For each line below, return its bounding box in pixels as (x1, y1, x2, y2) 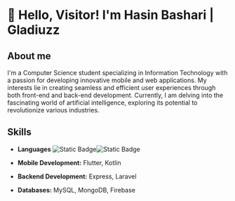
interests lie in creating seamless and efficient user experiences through (7, 84, 216, 91)
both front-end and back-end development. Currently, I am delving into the (7, 91, 223, 99)
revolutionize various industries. (7, 106, 100, 114)
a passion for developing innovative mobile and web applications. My (7, 76, 207, 84)
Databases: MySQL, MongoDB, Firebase (17, 186, 135, 194)
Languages (17, 145, 51, 153)
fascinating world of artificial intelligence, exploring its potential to (7, 98, 198, 107)
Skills (7, 127, 32, 138)
